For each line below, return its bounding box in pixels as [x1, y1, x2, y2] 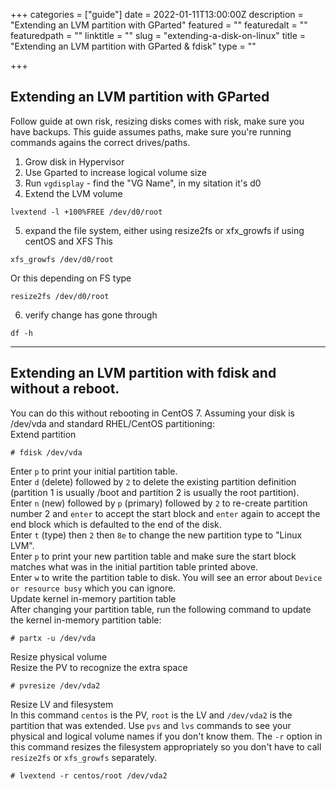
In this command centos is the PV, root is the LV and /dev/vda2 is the [10, 709, 293, 721]
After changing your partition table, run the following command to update [10, 603, 312, 615]
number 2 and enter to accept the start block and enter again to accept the [10, 507, 321, 519]
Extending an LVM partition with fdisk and [10, 365, 277, 382]
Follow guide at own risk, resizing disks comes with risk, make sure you [10, 115, 305, 127]
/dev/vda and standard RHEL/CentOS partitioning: [10, 417, 215, 429]
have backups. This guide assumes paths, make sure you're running [10, 125, 292, 138]
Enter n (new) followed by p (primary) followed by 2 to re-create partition [10, 497, 308, 509]
